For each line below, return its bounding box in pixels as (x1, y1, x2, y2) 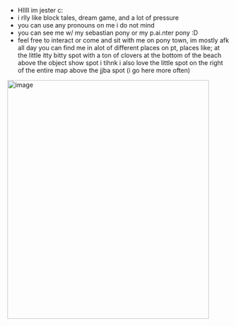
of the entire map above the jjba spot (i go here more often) (17, 66, 191, 74)
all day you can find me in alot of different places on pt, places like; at (17, 44, 220, 52)
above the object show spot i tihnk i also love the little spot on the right (17, 59, 224, 66)
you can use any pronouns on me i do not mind (17, 21, 155, 29)
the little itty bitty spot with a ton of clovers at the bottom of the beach (17, 51, 222, 59)
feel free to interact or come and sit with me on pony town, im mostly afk (17, 36, 230, 45)
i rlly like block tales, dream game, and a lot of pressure (17, 13, 179, 22)
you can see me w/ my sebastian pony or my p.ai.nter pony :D (17, 28, 199, 37)
